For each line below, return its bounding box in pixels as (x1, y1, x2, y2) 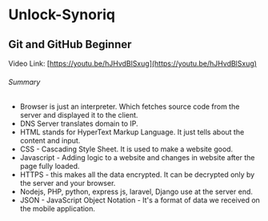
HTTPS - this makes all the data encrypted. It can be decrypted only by (19, 170, 255, 179)
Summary (8, 77, 41, 86)
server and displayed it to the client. (19, 110, 138, 120)
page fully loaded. (19, 162, 80, 171)
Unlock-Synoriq (8, 6, 116, 24)
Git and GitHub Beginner (8, 38, 132, 51)
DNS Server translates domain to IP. (19, 119, 138, 129)
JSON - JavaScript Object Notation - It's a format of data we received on (19, 195, 260, 205)
